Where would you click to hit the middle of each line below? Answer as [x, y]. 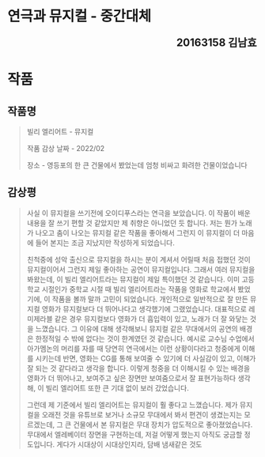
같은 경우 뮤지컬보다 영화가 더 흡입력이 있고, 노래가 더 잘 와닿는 [151, 319]
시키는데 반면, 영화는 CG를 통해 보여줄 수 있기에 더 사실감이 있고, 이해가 [146, 358]
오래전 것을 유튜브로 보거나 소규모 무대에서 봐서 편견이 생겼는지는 [142, 414]
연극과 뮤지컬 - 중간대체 [79, 16]
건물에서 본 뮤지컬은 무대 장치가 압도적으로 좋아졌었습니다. [163, 425]
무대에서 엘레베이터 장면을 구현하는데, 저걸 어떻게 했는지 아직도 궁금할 [134, 434]
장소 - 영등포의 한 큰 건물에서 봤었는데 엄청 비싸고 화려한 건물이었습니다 [137, 165]
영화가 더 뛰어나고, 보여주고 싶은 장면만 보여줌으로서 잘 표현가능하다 [131, 378]
